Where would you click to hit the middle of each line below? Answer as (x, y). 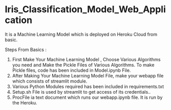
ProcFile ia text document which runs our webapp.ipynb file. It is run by (87, 97)
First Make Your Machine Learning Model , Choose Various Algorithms (86, 59)
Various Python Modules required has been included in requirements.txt (88, 86)
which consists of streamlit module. (50, 81)
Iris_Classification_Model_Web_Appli (85, 9)
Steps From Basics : (26, 49)
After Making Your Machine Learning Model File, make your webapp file (88, 75)
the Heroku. (25, 102)
